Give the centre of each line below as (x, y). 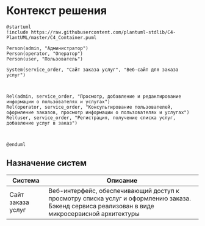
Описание (122, 180)
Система (26, 180)
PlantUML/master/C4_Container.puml (52, 37)
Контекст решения (57, 11)
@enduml (16, 144)
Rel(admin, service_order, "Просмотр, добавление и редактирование (94, 96)
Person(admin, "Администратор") (47, 48)
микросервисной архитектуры (94, 213)
